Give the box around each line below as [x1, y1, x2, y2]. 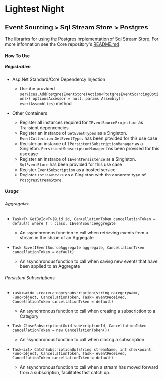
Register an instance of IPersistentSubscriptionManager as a [19, 140, 143, 146]
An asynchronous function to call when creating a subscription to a [19, 308, 156, 314]
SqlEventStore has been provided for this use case [19, 161, 122, 167]
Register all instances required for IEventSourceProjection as [19, 119, 143, 125]
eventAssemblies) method [19, 100, 72, 106]
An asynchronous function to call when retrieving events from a [19, 230, 148, 235]
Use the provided [19, 86, 55, 91]
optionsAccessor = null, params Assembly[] [32, 96, 124, 101]
